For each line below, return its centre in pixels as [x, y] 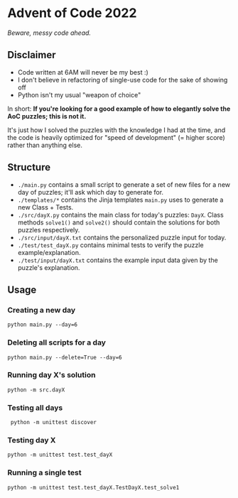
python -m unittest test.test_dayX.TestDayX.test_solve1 [93, 487]
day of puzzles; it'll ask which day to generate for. [91, 192]
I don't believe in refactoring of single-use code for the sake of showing [123, 80]
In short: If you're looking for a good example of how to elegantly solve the [119, 109]
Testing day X [32, 440]
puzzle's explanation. [49, 267]
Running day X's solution [52, 375]
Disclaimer [32, 55]
